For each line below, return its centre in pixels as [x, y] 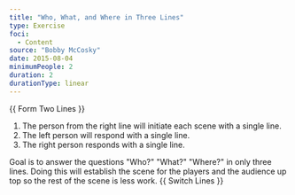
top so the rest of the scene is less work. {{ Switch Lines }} [116, 180]
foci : [19, 34]
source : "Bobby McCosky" [55, 51]
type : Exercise [37, 26]
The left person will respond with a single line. [106, 135]
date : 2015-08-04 [41, 58]
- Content [35, 42]
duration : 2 [31, 75]
